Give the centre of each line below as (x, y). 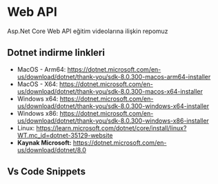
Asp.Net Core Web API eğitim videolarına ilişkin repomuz (88, 31)
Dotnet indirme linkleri (56, 53)
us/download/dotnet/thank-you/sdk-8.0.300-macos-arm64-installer (114, 76)
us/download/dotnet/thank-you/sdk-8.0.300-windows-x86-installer (113, 121)
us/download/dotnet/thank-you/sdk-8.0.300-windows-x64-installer (113, 106)
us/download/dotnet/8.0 (51, 150)
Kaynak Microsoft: (44, 143)
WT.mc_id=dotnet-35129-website (65, 135)
